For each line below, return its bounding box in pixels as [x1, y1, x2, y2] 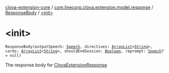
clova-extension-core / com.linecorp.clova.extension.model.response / [5, 5, 153, 10]
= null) [5, 53, 22, 58]
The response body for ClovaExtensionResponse [5, 62, 107, 68]
